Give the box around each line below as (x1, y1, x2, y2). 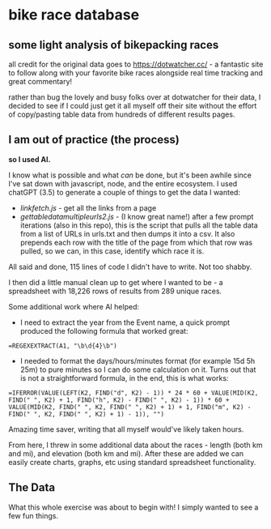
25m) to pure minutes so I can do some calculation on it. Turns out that (19, 365, 256, 374)
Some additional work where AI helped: (8, 301, 140, 311)
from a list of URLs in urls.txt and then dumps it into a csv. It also (19, 228, 235, 238)
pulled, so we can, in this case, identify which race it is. (19, 245, 205, 256)
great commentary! (8, 77, 73, 86)
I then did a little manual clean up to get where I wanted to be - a (8, 277, 224, 287)
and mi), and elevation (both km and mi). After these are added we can (8, 448, 244, 459)
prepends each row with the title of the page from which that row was (19, 237, 253, 247)
